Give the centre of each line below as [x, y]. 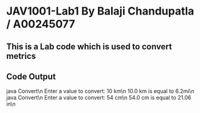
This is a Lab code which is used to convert [89, 46]
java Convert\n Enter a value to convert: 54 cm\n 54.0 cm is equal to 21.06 [99, 98]
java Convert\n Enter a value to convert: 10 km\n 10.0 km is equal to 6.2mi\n [100, 91]
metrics [21, 56]
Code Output [31, 76]
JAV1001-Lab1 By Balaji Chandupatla [100, 11]
